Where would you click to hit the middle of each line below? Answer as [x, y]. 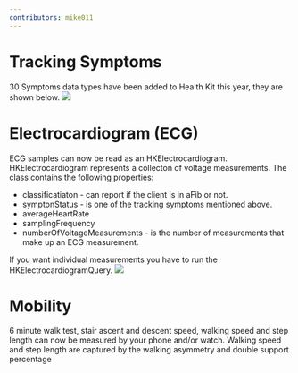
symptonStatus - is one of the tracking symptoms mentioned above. [147, 204]
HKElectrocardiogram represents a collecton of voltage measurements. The [148, 167]
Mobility [41, 306]
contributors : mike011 [51, 17]
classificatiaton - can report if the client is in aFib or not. [125, 194]
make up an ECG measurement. [80, 242]
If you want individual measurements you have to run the [114, 259]
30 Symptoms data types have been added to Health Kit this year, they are [146, 87]
